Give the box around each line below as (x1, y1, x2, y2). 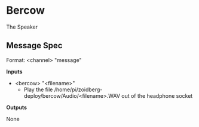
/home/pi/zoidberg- (54, 86, 103, 93)
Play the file (23, 86, 53, 93)
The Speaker (6, 23, 38, 30)
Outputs (6, 104, 27, 111)
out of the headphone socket (121, 92, 193, 99)
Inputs (6, 68, 23, 75)
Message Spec (6, 41, 63, 51)
